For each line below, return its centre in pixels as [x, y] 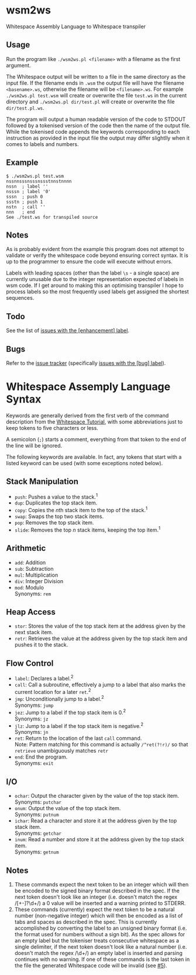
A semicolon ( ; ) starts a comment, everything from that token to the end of [96, 439]
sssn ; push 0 [25, 197]
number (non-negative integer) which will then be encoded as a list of [99, 916]
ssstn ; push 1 [25, 202]
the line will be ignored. [34, 445]
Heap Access [31, 612]
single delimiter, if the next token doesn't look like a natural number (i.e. [101, 947]
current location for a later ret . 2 [53, 691]
